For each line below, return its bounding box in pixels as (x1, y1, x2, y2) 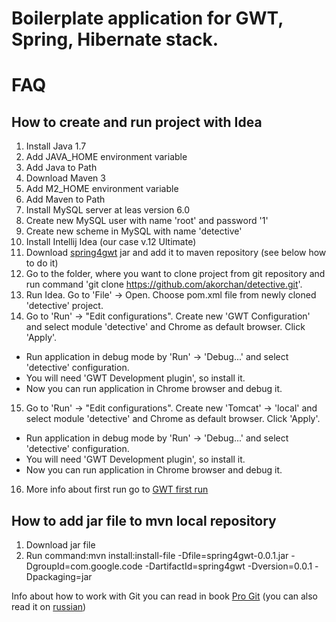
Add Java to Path (25, 162, 98, 174)
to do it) (25, 257, 59, 269)
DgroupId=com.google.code (25, 560, 143, 572)
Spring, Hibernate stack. (11, 28, 219, 51)
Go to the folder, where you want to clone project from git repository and (25, 268, 326, 280)
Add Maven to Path (25, 193, 106, 206)
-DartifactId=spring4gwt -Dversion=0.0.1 (144, 560, 313, 572)
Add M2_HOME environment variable (25, 183, 179, 195)
